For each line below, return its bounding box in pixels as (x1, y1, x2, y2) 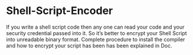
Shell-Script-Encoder (6, 4, 113, 18)
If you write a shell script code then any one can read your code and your (6, 23, 185, 30)
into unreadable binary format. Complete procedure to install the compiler (6, 36, 185, 43)
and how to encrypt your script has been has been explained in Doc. (6, 42, 172, 49)
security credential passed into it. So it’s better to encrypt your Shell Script (6, 29, 187, 36)
